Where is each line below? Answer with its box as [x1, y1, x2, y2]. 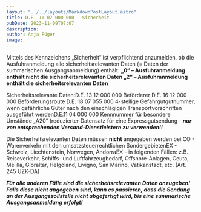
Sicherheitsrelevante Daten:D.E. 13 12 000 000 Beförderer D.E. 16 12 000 [6, 92, 187, 98]
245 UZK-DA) [6, 168, 40, 175]
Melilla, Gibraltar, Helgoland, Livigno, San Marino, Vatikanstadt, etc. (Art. [6, 162, 186, 168]
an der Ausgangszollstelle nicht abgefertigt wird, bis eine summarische [6, 193, 191, 199]
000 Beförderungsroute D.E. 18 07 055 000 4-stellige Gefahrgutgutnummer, [6, 98, 196, 105]
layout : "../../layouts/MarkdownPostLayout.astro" [6, 9, 137, 15]
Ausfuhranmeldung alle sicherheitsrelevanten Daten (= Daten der [6, 60, 169, 67]
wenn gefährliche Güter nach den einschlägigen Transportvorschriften [6, 104, 182, 111]
